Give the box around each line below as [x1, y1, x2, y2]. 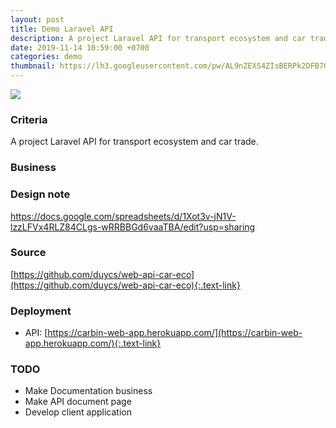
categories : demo [10, 52, 83, 62]
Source [10, 246, 47, 260]
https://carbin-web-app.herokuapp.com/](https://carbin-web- [47, 327, 303, 339]
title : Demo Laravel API [10, 24, 114, 34]
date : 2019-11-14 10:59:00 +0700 [10, 42, 150, 53]
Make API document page [24, 396, 132, 408]
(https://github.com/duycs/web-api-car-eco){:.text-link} [10, 279, 241, 291]
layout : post [10, 14, 65, 25]
